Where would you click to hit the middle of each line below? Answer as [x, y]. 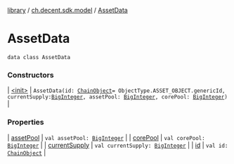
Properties [26, 122]
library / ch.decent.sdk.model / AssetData [67, 10]
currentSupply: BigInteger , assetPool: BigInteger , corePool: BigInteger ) [118, 97]
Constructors [31, 75]
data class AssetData [39, 57]
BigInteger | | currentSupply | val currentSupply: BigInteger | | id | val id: [118, 145]
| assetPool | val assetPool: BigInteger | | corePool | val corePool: [106, 137]
